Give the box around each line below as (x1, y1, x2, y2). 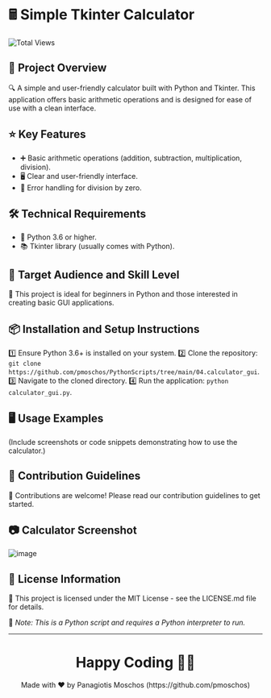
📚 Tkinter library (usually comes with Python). (19, 242, 175, 251)
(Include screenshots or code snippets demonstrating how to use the (8, 437, 238, 447)
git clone (8, 359, 42, 368)
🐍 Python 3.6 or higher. (19, 232, 97, 242)
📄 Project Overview (8, 61, 107, 75)
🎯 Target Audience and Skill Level (8, 268, 180, 281)
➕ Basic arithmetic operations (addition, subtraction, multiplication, (19, 153, 242, 163)
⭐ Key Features (8, 127, 86, 141)
